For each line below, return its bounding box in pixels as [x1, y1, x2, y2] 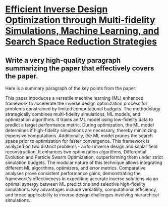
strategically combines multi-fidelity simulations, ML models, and [5, 111, 140, 117]
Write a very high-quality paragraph [5, 56, 121, 64]
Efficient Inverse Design [5, 4, 108, 15]
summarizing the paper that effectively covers [5, 64, 154, 72]
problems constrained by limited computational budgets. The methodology [5, 106, 160, 112]
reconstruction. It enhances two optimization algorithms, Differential [5, 149, 147, 155]
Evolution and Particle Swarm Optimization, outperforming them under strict [5, 154, 163, 160]
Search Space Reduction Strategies [5, 36, 157, 48]
